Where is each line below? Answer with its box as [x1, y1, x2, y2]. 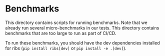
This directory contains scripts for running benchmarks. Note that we [5, 19, 147, 25]
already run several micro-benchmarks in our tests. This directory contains [5, 24, 159, 30]
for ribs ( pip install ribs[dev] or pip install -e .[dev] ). [5, 45, 126, 51]
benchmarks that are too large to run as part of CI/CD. [5, 30, 116, 36]
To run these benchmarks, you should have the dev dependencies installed [5, 39, 160, 45]
